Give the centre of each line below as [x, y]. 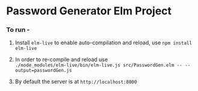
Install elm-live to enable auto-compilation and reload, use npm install [104, 43]
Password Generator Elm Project [89, 11]
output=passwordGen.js [43, 71]
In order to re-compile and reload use [61, 60]
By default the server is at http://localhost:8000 [76, 81]
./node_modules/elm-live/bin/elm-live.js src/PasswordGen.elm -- [98, 65]
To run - [18, 30]
